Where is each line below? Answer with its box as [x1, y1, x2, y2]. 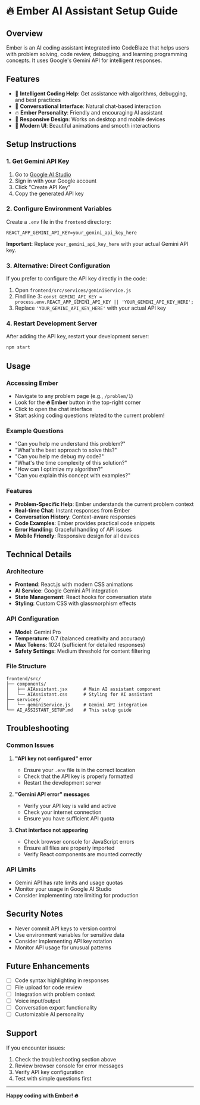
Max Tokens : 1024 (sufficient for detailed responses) [14, 641, 146, 648]
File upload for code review [14, 983, 82, 991]
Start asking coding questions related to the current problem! [14, 412, 165, 419]
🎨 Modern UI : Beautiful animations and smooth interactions [14, 122, 160, 129]
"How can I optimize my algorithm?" [14, 465, 104, 473]
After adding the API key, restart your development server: [6, 333, 149, 340]
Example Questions [6, 427, 64, 435]
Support [6, 1028, 37, 1039]
